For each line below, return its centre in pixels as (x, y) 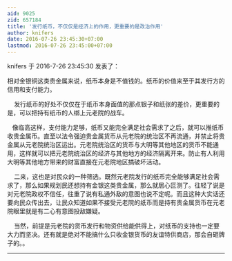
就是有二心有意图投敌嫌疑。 (65, 211)
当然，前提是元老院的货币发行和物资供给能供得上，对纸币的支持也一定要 (116, 226)
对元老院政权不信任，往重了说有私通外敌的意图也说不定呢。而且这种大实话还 (116, 194)
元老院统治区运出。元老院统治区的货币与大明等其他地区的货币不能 (119, 145)
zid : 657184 (24, 20)
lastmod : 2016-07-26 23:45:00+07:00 (60, 46)
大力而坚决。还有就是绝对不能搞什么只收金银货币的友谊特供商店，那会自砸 (113, 234)
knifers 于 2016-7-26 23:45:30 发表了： (63, 66)
